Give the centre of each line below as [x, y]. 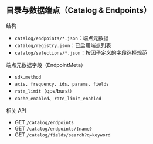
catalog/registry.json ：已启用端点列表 [63, 45]
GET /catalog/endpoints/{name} [53, 128]
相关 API [16, 110]
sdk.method [28, 77]
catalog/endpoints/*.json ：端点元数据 [62, 38]
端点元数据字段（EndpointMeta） [46, 65]
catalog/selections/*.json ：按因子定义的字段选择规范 [81, 52]
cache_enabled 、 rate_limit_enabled [58, 98]
